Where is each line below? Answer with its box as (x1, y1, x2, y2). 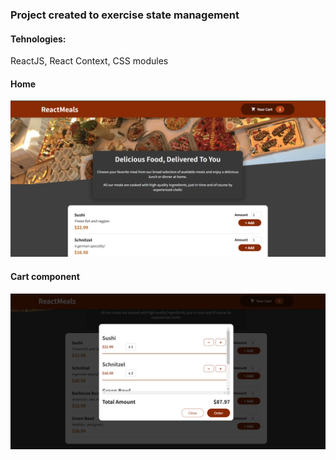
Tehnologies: (10, 33, 67, 45)
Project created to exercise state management (10, 8, 240, 22)
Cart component (10, 270, 80, 282)
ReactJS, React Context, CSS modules (10, 55, 169, 67)
